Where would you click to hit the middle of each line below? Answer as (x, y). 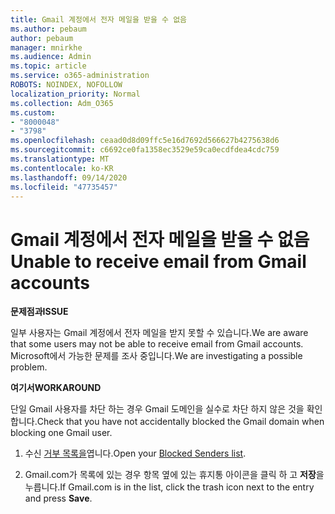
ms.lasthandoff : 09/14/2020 (69, 177)
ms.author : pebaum (48, 29)
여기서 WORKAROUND (56, 388)
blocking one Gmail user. (61, 433)
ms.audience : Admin (51, 57)
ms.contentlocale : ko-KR (62, 168)
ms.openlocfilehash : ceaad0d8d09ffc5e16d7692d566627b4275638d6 (145, 141)
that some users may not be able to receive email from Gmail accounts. (157, 344)
